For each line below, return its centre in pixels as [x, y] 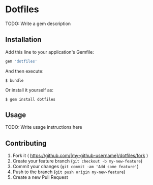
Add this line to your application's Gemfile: [50, 52]
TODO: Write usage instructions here [44, 127]
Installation [23, 40]
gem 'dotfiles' [21, 61]
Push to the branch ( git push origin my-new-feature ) [69, 172]
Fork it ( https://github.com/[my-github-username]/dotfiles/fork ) [80, 156]
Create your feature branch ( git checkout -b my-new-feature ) [78, 161]
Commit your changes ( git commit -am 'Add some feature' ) [75, 167]
